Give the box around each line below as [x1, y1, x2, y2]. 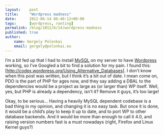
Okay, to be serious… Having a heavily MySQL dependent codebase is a [5, 98, 151, 104]
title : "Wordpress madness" [5, 12, 71, 17]
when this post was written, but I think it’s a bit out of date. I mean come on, [5, 73, 158, 79]
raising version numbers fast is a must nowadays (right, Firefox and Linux [5, 119, 154, 125]
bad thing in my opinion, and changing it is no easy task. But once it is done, [5, 103, 159, 109]
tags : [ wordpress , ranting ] [5, 21, 74, 26]
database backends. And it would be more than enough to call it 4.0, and [5, 113, 152, 119]
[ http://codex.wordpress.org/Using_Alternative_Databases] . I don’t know [5, 67, 152, 74]
